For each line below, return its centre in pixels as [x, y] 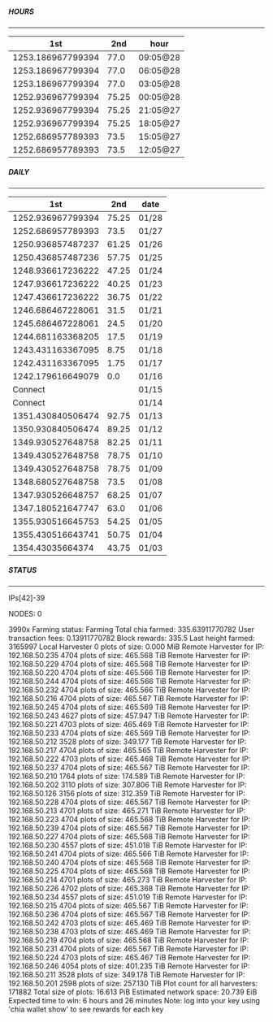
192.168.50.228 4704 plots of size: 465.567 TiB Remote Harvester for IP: [129, 802]
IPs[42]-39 [27, 598]
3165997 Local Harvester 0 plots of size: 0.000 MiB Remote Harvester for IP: [136, 647]
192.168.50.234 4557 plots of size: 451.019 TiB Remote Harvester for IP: [128, 897]
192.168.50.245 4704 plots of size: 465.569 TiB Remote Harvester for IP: [129, 707]
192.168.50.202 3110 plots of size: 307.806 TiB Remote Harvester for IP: [128, 785]
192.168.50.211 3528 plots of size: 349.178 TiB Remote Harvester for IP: [127, 974]
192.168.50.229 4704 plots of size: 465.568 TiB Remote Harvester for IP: [130, 664]
